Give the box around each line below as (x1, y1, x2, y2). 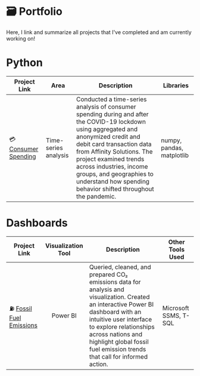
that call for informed (89, 352, 148, 360)
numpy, (160, 136, 182, 144)
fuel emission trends (89, 345, 146, 353)
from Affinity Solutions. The (76, 147, 153, 155)
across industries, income (76, 162, 148, 170)
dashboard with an (89, 307, 142, 316)
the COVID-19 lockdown (76, 117, 146, 126)
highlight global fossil (89, 337, 149, 346)
